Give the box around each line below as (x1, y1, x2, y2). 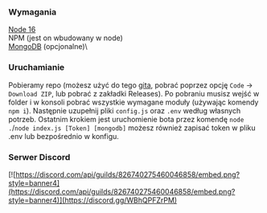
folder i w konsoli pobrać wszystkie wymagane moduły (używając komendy (8, 97, 259, 107)
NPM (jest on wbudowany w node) (8, 33, 123, 43)
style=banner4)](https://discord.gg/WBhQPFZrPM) (8, 195, 178, 205)
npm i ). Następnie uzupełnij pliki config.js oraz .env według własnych (8, 105, 241, 115)
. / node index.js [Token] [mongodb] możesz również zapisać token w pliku (8, 123, 256, 133)
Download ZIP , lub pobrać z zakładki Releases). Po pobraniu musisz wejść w (8, 88, 260, 98)
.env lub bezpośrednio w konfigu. (8, 131, 119, 141)
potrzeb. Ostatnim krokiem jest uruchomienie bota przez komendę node (8, 114, 244, 124)
